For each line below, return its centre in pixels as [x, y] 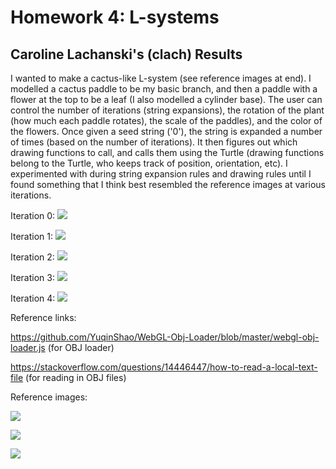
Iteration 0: [33, 215]
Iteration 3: [32, 277]
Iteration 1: [32, 236]
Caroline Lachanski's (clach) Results [126, 54]
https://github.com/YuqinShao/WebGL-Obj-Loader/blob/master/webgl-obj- [165, 337]
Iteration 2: [32, 257]
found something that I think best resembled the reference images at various [168, 184]
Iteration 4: [33, 298]
